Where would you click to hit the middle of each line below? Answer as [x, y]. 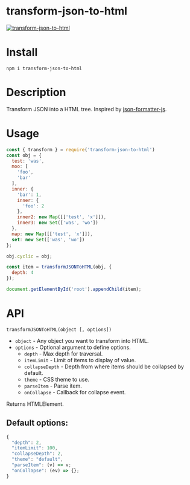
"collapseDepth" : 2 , [37, 454]
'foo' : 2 [33, 206]
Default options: [37, 423]
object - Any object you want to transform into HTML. [82, 340]
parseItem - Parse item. [53, 386]
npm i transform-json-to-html [44, 68]
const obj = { [24, 155]
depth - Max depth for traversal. [63, 353]
